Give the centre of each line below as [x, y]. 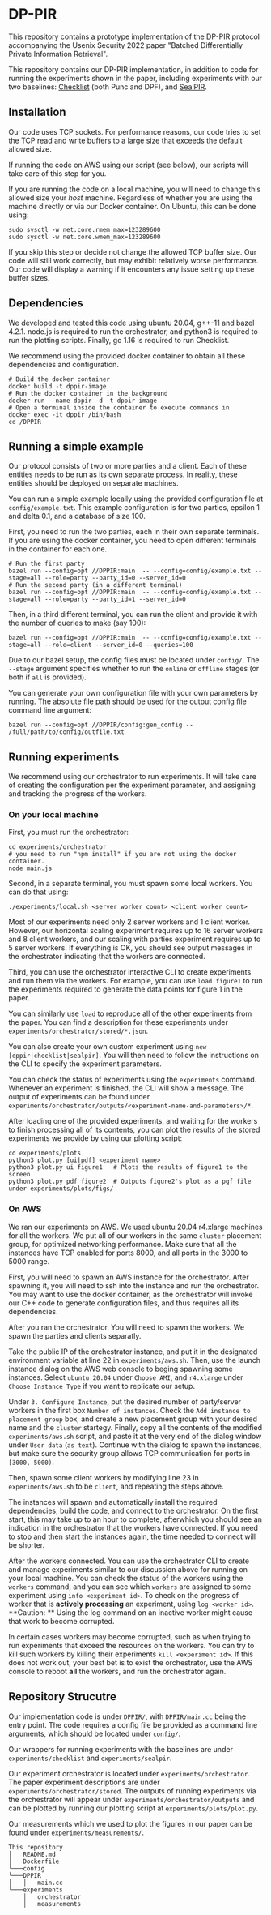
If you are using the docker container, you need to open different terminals [132, 541]
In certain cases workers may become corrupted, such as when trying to [129, 1637]
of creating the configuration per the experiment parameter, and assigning [132, 785]
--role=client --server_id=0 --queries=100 [119, 645]
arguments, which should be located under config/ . [95, 1733]
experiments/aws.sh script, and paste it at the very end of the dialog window [135, 1436]
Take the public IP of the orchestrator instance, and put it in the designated [133, 1352]
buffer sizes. [29, 277]
